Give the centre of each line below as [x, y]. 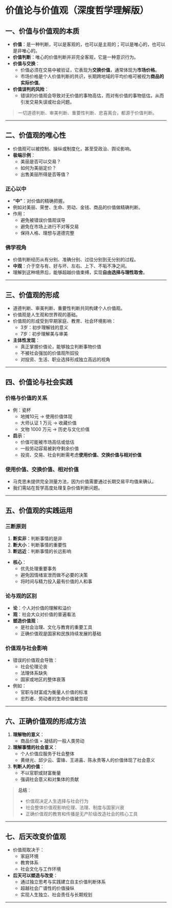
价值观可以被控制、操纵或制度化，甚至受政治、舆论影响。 [73, 149]
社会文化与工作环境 [41, 869]
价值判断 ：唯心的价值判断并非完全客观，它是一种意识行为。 [76, 57]
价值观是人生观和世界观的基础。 [46, 315]
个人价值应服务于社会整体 [47, 754]
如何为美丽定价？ [38, 168]
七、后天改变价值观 [36, 837]
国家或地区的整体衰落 [43, 679]
